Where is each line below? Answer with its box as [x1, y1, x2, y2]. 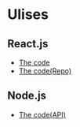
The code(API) [18, 110, 66, 119]
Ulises [7, 6, 49, 24]
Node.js [7, 89, 47, 103]
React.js [7, 37, 49, 50]
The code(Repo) [18, 66, 72, 76]
